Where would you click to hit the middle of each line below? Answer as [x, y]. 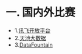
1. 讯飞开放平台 [32, 30]
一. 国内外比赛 [41, 12]
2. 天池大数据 [30, 38]
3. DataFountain [33, 45]
